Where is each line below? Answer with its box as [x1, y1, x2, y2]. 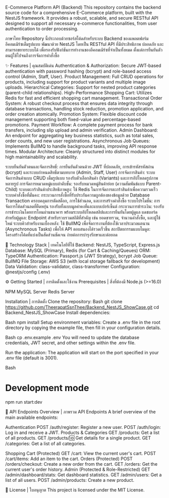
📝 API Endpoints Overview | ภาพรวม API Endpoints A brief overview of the [5, 408, 156, 415]
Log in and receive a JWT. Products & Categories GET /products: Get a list [5, 429, 160, 435]
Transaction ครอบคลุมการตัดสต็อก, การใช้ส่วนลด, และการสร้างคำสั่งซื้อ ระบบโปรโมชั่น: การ [5, 198, 160, 204]
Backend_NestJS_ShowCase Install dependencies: [5, 309, 111, 316]
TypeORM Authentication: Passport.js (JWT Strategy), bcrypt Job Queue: [5, 253, 158, 259]
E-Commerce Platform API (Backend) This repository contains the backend [5, 5, 161, 10]
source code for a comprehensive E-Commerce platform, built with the [5, 10, 152, 16]
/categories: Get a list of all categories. [5, 441, 86, 447]
